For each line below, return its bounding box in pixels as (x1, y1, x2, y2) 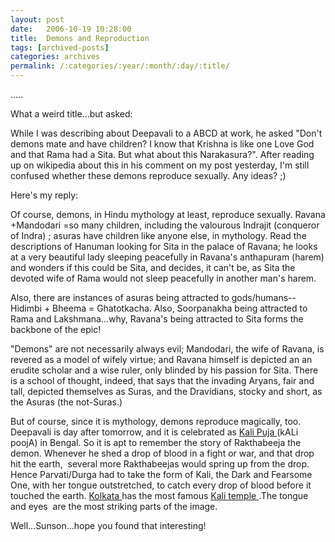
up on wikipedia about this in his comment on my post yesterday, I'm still (10, 159, 310, 171)
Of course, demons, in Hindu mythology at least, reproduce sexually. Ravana (10, 209, 326, 220)
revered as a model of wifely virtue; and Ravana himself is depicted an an (10, 354, 313, 365)
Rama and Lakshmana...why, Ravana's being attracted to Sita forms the (10, 313, 304, 325)
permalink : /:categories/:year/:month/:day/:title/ (10, 61, 230, 71)
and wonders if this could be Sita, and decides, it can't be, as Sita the (10, 262, 296, 273)
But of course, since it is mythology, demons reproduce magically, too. (10, 416, 302, 427)
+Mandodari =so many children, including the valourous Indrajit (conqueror (10, 219, 320, 231)
